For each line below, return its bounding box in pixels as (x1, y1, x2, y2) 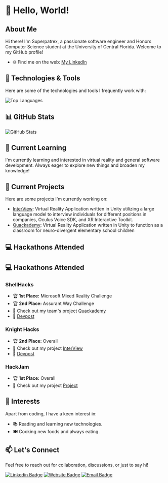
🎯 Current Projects (5, 183, 65, 191)
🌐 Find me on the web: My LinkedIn (12, 59, 87, 65)
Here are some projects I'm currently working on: (5, 196, 108, 202)
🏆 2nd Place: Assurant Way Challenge (12, 300, 95, 307)
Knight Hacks (5, 326, 39, 333)
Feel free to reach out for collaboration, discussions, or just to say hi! (5, 462, 148, 468)
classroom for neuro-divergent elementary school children (12, 227, 135, 233)
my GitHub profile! (5, 49, 44, 55)
